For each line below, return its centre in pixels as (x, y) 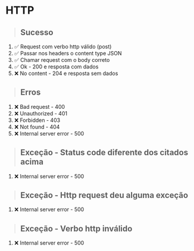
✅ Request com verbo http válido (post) (63, 46)
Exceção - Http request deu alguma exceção (104, 195)
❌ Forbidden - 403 (37, 120)
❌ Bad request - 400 (40, 106)
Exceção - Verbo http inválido (76, 229)
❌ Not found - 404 (37, 127)
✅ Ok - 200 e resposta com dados (56, 67)
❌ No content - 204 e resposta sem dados (66, 73)
